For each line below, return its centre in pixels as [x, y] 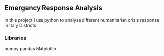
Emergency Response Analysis [53, 8]
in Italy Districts [20, 25]
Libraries [16, 38]
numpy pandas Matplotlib [30, 49]
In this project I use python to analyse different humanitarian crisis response [82, 20]
